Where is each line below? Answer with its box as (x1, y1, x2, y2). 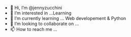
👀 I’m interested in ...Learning (10, 10, 72, 16)
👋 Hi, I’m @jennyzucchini (10, 5, 62, 10)
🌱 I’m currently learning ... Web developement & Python (10, 15, 126, 21)
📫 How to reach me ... (10, 26, 57, 32)
